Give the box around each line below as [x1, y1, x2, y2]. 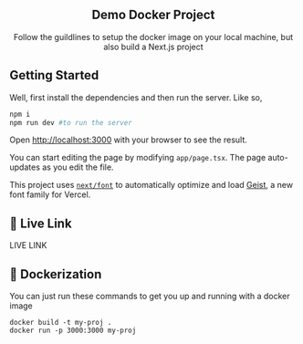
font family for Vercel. [9, 189, 91, 200]
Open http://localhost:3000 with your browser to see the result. [9, 134, 248, 145]
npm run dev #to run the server [9, 118, 132, 127]
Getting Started [9, 68, 99, 83]
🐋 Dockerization [9, 266, 102, 282]
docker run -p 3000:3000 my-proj [9, 326, 137, 335]
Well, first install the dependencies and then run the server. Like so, [9, 91, 263, 103]
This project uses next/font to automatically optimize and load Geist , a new [9, 180, 294, 191]
